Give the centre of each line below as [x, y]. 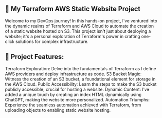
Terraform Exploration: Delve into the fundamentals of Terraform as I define [81, 68]
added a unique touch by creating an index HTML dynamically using [73, 94]
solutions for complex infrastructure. [52, 41]
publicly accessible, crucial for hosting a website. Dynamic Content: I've [77, 89]
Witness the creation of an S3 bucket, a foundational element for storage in [80, 79]
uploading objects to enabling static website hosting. [58, 110]
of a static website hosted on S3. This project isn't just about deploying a [78, 31]
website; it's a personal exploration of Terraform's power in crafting [72, 36]
